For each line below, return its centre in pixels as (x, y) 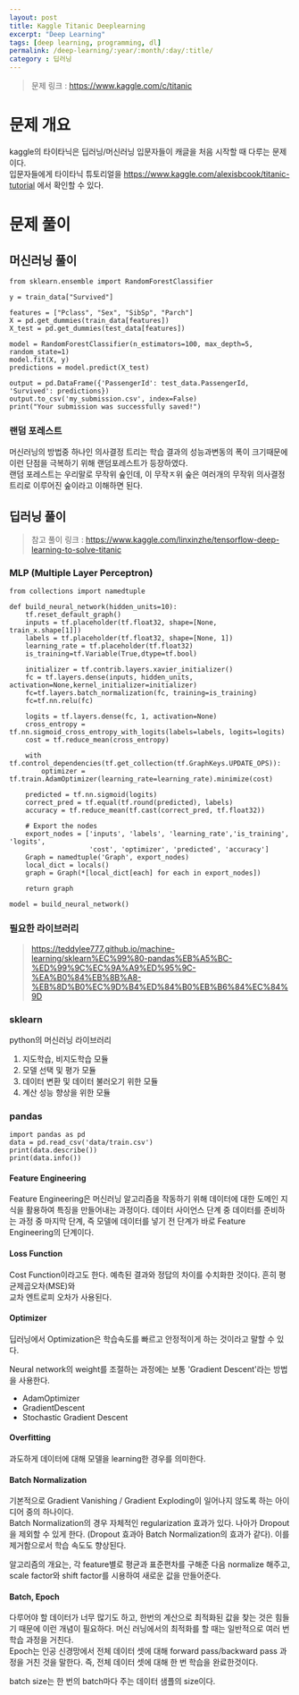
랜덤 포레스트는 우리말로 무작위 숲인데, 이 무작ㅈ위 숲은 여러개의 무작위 (132, 474)
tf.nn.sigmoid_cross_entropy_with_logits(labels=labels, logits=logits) (147, 733)
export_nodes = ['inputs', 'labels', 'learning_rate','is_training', (158, 834)
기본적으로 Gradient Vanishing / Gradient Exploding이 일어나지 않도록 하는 (141, 1501)
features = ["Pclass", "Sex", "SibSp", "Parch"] (101, 313)
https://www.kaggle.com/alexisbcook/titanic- (207, 174)
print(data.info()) (46, 1158)
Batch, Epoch (34, 1597)
